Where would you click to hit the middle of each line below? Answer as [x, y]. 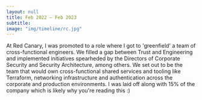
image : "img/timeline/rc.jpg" [44, 29]
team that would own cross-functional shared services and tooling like [93, 71]
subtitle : [19, 23]
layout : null [23, 12]
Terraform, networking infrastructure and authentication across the [90, 78]
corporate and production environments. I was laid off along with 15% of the [101, 84]
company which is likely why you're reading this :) [68, 90]
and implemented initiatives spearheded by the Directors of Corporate [93, 58]
